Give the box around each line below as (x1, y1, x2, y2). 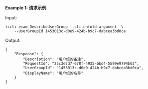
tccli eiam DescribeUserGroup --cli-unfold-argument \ (5, 24, 124, 29)
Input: (5, 15, 17, 20)
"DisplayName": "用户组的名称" (23, 71, 84, 76)
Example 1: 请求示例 (5, 5, 46, 10)
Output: (5, 37, 21, 43)
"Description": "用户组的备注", (23, 57, 86, 62)
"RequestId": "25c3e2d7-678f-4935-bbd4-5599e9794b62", (23, 61, 140, 66)
